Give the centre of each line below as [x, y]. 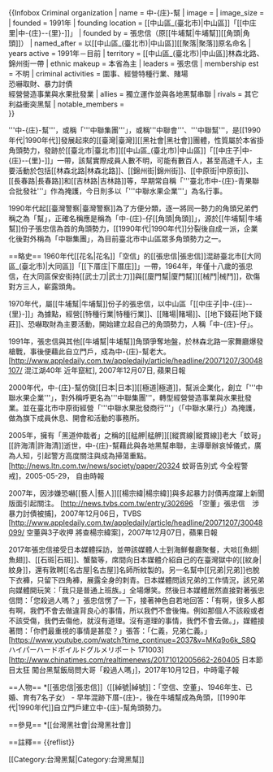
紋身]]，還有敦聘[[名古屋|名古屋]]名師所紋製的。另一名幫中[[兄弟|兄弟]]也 [131, 570]
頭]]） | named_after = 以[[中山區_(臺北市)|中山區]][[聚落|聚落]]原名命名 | [130, 43]
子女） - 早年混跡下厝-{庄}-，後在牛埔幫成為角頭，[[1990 [143, 697]
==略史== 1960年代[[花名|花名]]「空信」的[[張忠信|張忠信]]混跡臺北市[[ [128, 256]
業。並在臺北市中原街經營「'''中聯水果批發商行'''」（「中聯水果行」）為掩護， [134, 408]
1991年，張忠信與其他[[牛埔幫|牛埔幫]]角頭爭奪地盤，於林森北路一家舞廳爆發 [136, 341]
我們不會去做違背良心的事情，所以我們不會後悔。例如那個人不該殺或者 [147, 610]
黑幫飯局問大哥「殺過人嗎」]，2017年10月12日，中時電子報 [143, 670]
